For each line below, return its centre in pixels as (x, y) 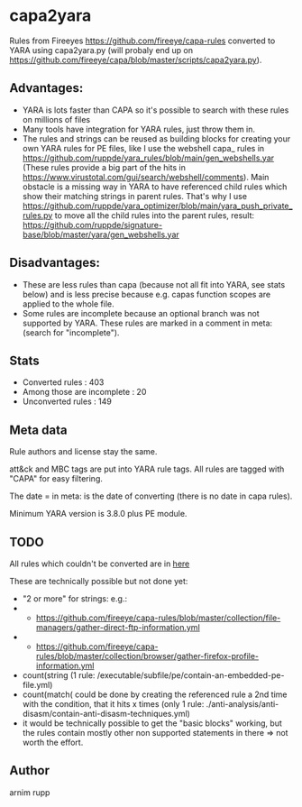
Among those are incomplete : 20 (84, 392)
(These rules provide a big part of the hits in (104, 167)
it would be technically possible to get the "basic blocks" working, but (152, 723)
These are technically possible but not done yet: (99, 581)
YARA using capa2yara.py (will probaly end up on (101, 50)
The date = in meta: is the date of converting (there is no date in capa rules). (151, 496)
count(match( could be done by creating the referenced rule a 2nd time (155, 694)
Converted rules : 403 (63, 382)
